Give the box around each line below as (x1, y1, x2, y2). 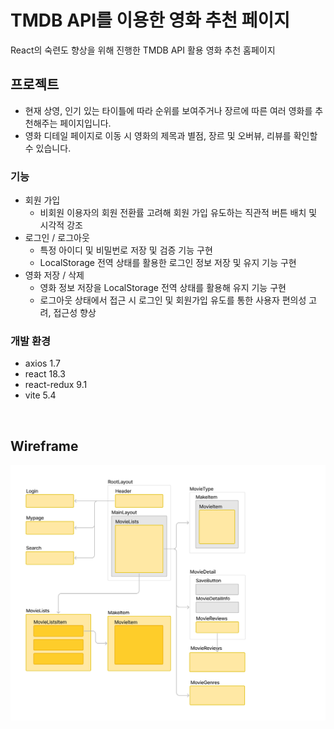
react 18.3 (24, 368, 66, 380)
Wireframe (10, 437, 79, 455)
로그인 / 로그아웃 (24, 232, 90, 244)
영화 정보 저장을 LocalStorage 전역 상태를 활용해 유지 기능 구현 (39, 282, 287, 294)
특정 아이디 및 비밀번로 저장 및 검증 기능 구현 (39, 244, 213, 256)
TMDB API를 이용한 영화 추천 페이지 (10, 9, 290, 32)
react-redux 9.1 (24, 379, 88, 391)
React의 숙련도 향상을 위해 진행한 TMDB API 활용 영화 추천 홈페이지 (10, 44, 276, 56)
